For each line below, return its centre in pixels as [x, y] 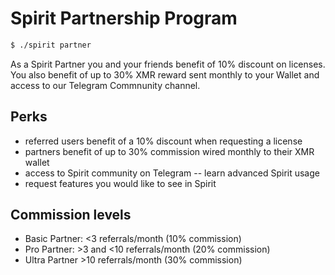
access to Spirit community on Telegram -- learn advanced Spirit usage [172, 173]
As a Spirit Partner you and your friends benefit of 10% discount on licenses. [168, 64]
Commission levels [71, 215]
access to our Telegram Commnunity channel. [105, 85]
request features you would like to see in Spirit [120, 183]
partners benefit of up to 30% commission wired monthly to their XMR [169, 151]
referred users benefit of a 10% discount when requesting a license [163, 141]
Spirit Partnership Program [124, 18]
